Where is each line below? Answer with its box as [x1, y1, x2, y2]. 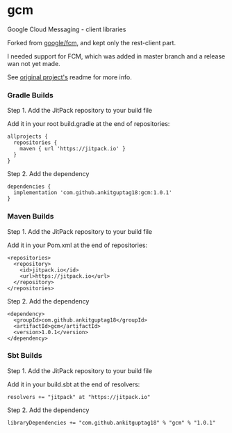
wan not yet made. [7, 59, 60, 68]
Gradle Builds [7, 90, 53, 100]
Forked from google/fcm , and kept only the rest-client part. [7, 38, 176, 47]
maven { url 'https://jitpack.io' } [19, 145, 126, 152]
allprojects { [7, 133, 49, 141]
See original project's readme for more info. [7, 72, 132, 81]
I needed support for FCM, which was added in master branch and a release [7, 52, 226, 61]
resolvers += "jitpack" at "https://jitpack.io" [7, 393, 151, 400]
